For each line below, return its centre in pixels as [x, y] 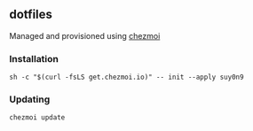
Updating [30, 99]
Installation [34, 58]
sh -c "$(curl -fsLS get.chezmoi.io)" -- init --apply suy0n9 [126, 77]
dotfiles [31, 15]
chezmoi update [37, 118]
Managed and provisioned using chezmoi [85, 35]
